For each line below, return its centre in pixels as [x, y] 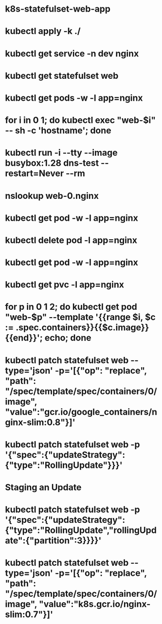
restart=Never [35, 173]
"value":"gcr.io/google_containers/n [81, 412]
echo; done [68, 338]
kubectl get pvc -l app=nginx [65, 285]
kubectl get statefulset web [62, 76]
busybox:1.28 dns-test [52, 163]
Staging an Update [43, 487]
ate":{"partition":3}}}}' [53, 541]
